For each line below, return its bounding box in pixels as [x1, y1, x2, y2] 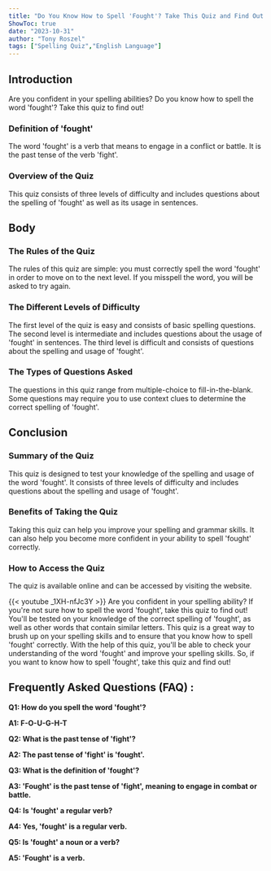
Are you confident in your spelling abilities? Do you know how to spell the [8, 94, 254, 103]
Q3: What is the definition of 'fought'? [8, 765, 140, 775]
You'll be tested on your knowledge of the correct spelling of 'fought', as [8, 614, 251, 624]
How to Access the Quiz [8, 562, 106, 574]
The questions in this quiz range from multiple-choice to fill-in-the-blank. [8, 384, 254, 395]
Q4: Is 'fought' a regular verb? [8, 805, 113, 815]
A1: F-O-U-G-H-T [8, 718, 68, 728]
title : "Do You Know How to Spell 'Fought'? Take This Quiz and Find [8, 11, 250, 20]
